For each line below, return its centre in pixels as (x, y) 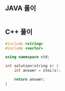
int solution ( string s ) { (32, 66)
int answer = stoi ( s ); (37, 71)
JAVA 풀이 (21, 8)
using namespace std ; (28, 57)
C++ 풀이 (19, 32)
